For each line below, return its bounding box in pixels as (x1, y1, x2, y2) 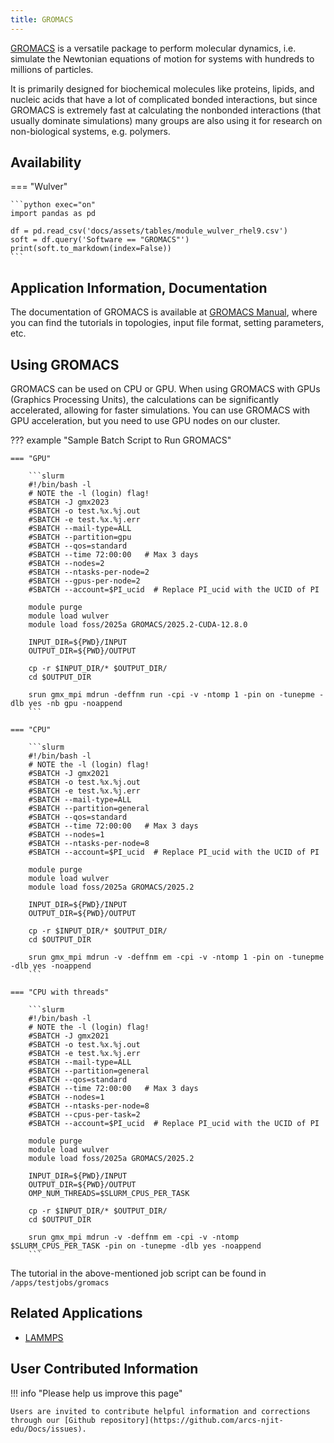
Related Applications (10, 1305, 143, 1322)
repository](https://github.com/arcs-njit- (99, 1415, 284, 1425)
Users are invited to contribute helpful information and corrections (10, 1406, 311, 1416)
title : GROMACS (10, 14, 74, 25)
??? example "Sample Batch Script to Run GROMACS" (10, 434, 232, 446)
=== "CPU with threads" (10, 987, 110, 998)
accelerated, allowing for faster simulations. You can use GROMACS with (10, 404, 311, 416)
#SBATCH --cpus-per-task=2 (28, 1110, 141, 1120)
